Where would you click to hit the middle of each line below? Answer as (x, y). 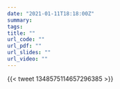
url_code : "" (26, 40)
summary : (20, 20)
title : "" (22, 33)
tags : (15, 26)
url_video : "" (28, 59)
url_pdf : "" (24, 46)
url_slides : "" (29, 53)
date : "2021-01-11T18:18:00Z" (51, 14)
